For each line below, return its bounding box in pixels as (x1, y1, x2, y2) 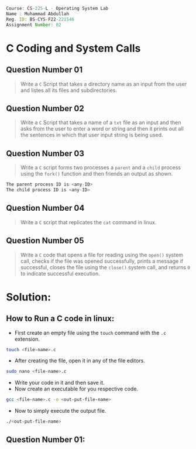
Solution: (6, 290, 51, 304)
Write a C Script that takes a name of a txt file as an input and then (20, 119, 181, 126)
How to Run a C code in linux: (6, 314, 115, 324)
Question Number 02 (6, 103, 84, 114)
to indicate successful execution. (20, 270, 101, 277)
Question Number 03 (6, 148, 85, 158)
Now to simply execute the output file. (14, 407, 106, 414)
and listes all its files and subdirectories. (20, 87, 118, 94)
